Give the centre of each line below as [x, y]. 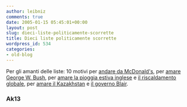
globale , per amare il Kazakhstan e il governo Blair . [67, 83]
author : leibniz [26, 11]
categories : [21, 49]
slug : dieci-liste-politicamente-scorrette [60, 33]
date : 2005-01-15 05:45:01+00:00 [47, 22]
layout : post [22, 28]
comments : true [25, 17]
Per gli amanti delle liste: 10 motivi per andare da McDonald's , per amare [93, 71]
